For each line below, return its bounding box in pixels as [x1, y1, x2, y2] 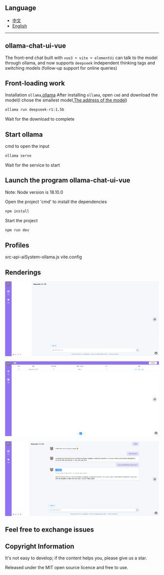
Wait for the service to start [5, 162, 60, 168]
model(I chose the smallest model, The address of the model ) [5, 97, 128, 103]
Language [5, 4, 37, 12]
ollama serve [5, 153, 32, 158]
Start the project [5, 217, 38, 224]
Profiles [5, 241, 29, 249]
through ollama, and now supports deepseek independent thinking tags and [5, 60, 155, 65]
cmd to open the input [5, 144, 50, 149]
